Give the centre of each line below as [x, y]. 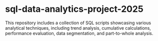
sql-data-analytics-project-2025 [74, 9]
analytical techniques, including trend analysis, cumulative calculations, [78, 28]
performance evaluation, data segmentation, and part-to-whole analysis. [79, 33]
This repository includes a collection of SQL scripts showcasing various [78, 23]
